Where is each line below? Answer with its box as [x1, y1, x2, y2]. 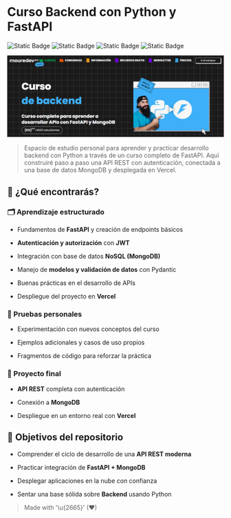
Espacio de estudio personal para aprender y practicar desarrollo [23, 144, 209, 152]
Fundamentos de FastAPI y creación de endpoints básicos [16, 226, 184, 234]
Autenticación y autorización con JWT [16, 239, 130, 247]
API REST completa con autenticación [16, 384, 125, 393]
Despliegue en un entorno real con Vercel [16, 411, 136, 419]
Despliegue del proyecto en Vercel [16, 292, 116, 301]
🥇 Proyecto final [7, 369, 62, 379]
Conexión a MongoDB [16, 398, 80, 406]
